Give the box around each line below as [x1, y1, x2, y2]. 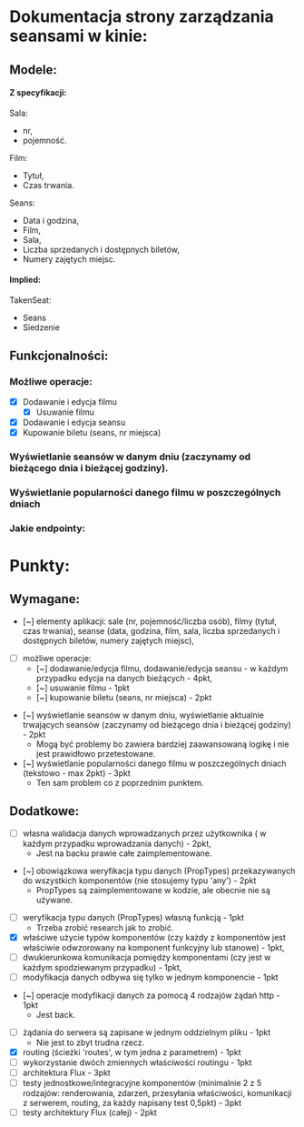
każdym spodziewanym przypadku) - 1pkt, [22, 961, 182, 972]
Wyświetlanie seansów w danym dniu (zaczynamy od [9, 450, 251, 463]
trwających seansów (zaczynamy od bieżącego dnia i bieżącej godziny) [22, 719, 292, 730]
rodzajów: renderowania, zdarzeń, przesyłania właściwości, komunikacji [22, 1088, 292, 1099]
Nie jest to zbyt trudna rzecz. [35, 1037, 145, 1048]
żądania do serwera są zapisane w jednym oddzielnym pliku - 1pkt [22, 1026, 271, 1038]
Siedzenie [22, 321, 61, 333]
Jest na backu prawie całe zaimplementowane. [35, 848, 212, 859]
